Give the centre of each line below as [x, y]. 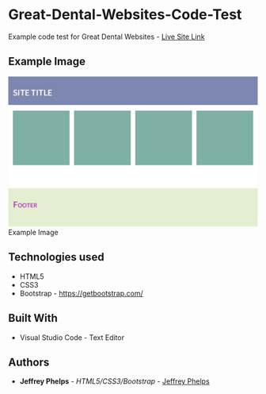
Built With [33, 318]
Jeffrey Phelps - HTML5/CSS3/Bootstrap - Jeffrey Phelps [114, 381]
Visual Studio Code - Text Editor [72, 337]
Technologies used [56, 257]
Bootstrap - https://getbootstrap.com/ [82, 293]
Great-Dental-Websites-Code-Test [125, 15]
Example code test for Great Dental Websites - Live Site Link [106, 37]
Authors [29, 362]
